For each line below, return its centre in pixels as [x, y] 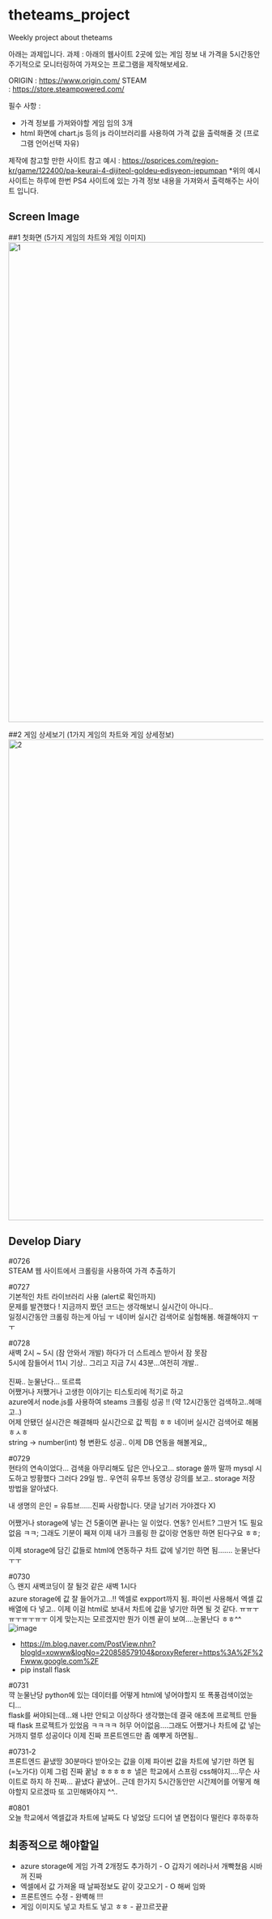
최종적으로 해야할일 [54, 1845]
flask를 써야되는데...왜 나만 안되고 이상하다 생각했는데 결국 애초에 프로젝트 [125, 1715]
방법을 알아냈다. [34, 1488]
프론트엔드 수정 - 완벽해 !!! [62, 1896]
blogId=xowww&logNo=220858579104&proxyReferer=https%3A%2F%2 [141, 1652]
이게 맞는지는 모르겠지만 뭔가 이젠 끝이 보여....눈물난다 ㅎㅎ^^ [146, 1618]
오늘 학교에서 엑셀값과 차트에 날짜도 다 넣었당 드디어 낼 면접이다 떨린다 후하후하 [134, 1817]
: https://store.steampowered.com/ [66, 89]
